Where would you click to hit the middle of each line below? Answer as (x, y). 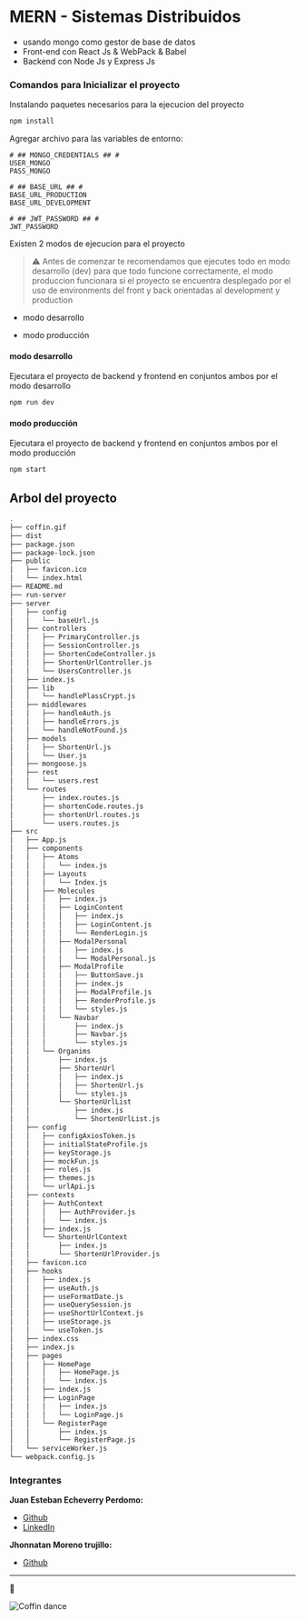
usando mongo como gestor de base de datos (109, 42)
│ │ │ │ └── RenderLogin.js (79, 933)
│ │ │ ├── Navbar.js (69, 1035)
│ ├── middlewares (49, 705)
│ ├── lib (32, 688)
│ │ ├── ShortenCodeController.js (83, 655)
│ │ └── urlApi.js (52, 1187)
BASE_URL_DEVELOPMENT (50, 203)
